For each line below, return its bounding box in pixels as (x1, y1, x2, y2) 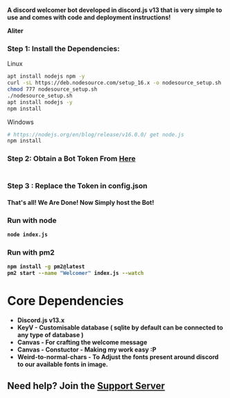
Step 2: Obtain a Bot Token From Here (7, 154, 136, 163)
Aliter (7, 27, 24, 35)
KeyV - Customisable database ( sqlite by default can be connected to (17, 323, 224, 332)
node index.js (7, 231, 48, 238)
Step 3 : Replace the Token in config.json (7, 181, 148, 191)
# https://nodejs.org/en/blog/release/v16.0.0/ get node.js (7, 131, 185, 138)
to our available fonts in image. (17, 360, 109, 368)
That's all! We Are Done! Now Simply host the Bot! (7, 198, 154, 206)
